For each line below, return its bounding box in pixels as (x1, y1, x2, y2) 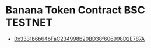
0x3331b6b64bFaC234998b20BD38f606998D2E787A (13, 35, 145, 42)
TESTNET (5, 16, 53, 29)
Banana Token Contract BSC (5, 4, 145, 17)
